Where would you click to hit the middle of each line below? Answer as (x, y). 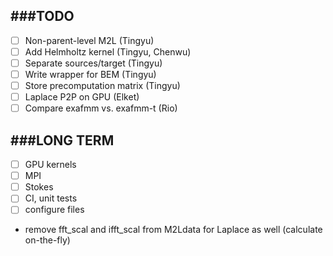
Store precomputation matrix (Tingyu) (102, 86)
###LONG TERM (62, 140)
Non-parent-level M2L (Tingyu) (89, 40)
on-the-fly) (47, 240)
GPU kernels (50, 165)
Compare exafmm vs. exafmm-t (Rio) (101, 108)
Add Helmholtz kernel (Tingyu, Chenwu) (108, 51)
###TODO (42, 16)
